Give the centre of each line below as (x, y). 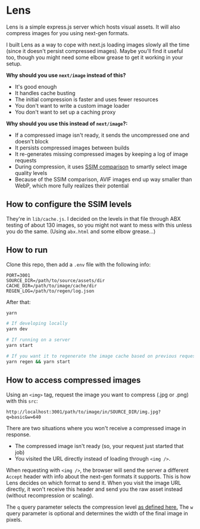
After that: (18, 302)
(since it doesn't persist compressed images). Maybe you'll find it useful (95, 51)
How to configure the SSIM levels (69, 204)
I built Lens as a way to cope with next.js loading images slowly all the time (98, 45)
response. (18, 434)
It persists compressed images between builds (72, 148)
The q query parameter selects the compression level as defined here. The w (100, 507)
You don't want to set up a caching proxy (65, 112)
